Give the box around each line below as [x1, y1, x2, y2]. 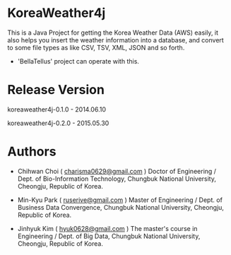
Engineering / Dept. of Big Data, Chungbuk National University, [17, 232, 201, 240]
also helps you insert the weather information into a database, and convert [7, 35, 224, 44]
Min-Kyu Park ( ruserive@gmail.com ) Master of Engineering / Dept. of [17, 196, 223, 204]
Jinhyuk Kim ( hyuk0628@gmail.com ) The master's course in [17, 224, 198, 232]
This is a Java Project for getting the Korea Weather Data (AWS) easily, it [7, 28, 219, 37]
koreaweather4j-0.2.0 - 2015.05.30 [7, 119, 109, 127]
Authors [7, 143, 57, 160]
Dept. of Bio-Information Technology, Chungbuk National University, [17, 174, 217, 183]
